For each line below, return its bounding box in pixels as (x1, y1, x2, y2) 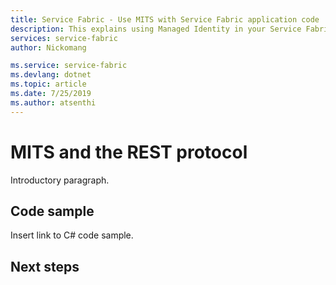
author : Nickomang (10, 42, 87, 53)
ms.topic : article (10, 79, 87, 90)
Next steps (10, 258, 80, 275)
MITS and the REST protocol (10, 141, 248, 163)
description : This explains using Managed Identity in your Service (10, 24, 302, 34)
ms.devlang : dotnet (10, 70, 92, 80)
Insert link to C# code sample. (10, 229, 134, 241)
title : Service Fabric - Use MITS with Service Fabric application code (10, 14, 320, 25)
